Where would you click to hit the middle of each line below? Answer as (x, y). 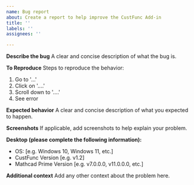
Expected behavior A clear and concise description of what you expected (97, 110)
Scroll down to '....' (38, 92)
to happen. (19, 117)
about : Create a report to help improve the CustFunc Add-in (84, 17)
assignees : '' (24, 34)
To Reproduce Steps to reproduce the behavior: (65, 68)
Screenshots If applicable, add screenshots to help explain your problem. (97, 128)
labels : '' (20, 28)
